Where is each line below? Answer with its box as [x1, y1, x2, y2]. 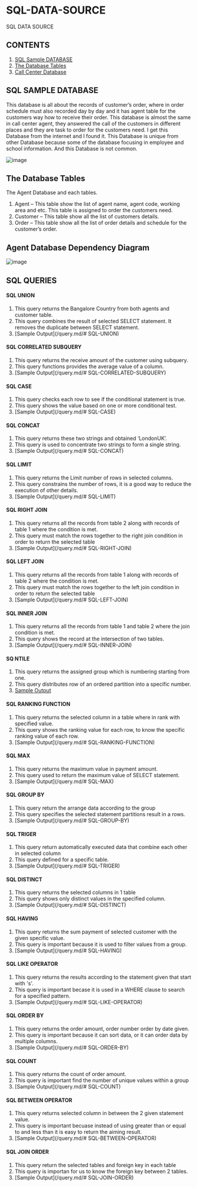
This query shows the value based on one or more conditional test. [14, 402, 177, 409]
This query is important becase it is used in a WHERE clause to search [14, 986, 185, 993]
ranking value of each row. [14, 732, 79, 739]
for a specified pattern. [14, 992, 71, 999]
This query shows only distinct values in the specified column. [14, 895, 166, 902]
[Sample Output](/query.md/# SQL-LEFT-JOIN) [14, 596, 129, 603]
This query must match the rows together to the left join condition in [14, 584, 179, 590]
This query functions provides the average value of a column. [14, 363, 164, 370]
